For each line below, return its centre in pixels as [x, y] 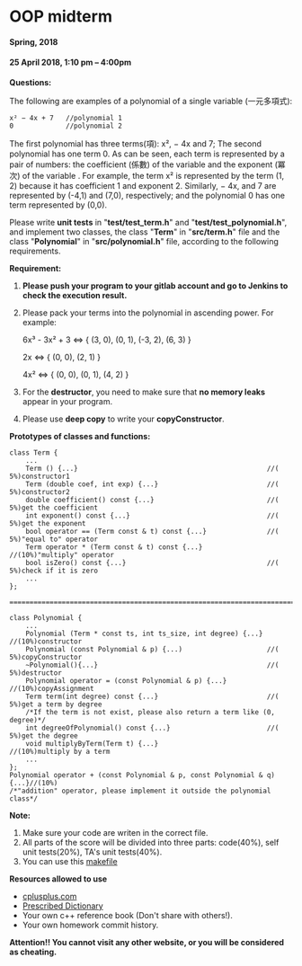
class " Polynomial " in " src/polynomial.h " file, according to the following [144, 241]
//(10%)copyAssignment [52, 688]
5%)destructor [36, 673]
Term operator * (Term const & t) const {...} [114, 547]
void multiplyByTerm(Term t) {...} [92, 743]
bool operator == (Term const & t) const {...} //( [152, 531]
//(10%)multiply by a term [60, 751]
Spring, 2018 [34, 41]
